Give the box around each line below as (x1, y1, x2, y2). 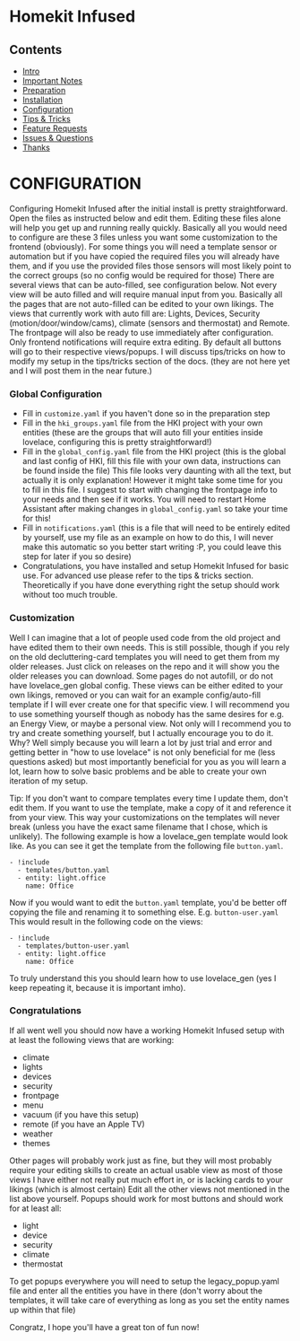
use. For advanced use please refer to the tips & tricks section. (21, 570, 253, 581)
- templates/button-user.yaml (17, 941, 130, 951)
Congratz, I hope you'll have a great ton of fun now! (9, 1321, 200, 1332)
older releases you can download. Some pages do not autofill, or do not (9, 670, 274, 681)
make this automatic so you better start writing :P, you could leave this (21, 541, 282, 553)
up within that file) (9, 1304, 76, 1315)
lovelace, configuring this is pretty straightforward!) (21, 437, 212, 448)
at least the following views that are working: (9, 1034, 175, 1045)
